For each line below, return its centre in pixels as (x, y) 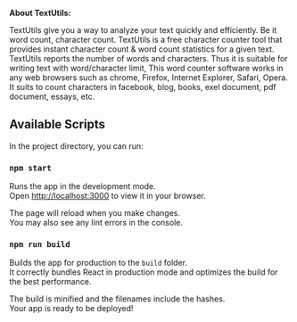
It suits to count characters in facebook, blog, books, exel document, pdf (143, 87)
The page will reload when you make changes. (95, 213)
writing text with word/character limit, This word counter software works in (146, 68)
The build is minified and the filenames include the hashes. (117, 299)
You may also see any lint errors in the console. (96, 223)
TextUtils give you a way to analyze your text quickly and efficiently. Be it (143, 30)
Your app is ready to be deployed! (71, 309)
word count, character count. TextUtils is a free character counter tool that (146, 40)
